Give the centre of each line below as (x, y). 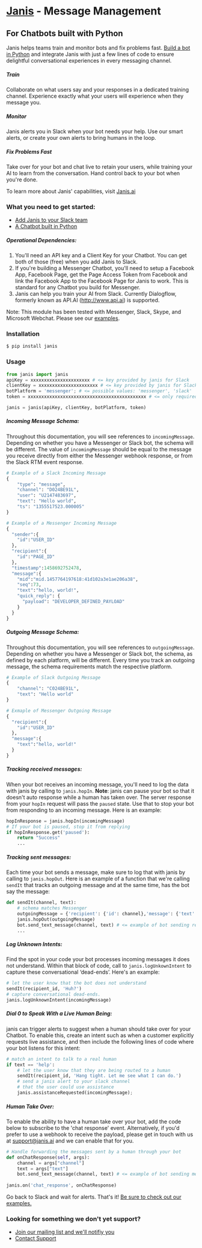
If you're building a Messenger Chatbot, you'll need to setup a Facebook (104, 268)
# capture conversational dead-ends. (54, 995)
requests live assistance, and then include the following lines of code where (100, 1041)
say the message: (28, 892)
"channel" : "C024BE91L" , (48, 689)
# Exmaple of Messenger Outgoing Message (59, 710)
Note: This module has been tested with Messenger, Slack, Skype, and (94, 312)
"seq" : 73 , (29, 585)
